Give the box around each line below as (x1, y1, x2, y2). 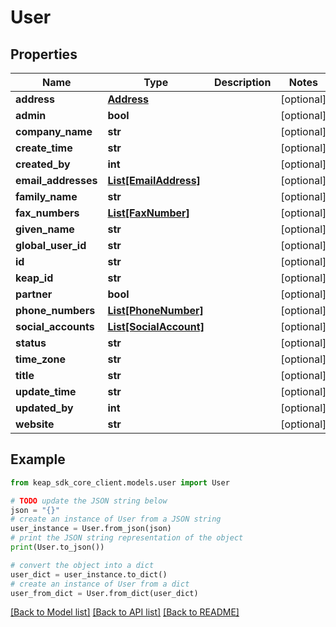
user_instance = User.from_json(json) (10, 524, 172, 534)
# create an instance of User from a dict (10, 579, 190, 589)
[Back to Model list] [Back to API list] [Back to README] (10, 606, 240, 618)
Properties (10, 46, 78, 63)
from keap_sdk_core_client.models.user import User (10, 477, 230, 488)
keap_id (15, 271, 54, 285)
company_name (15, 125, 93, 138)
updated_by (15, 401, 74, 415)
